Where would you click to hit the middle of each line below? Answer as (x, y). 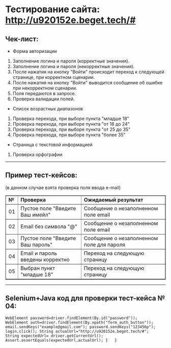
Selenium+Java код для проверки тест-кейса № (85, 298)
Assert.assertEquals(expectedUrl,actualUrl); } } (61, 340)
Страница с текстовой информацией (52, 144)
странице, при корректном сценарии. (54, 77)
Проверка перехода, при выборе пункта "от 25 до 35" (72, 129)
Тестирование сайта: (53, 9)
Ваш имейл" (35, 215)
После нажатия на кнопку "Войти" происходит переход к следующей (88, 72)
